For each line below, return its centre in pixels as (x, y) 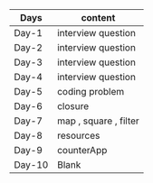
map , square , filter (99, 121)
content (98, 18)
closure (73, 106)
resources (79, 136)
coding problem (91, 91)
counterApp (82, 150)
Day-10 (31, 165)
